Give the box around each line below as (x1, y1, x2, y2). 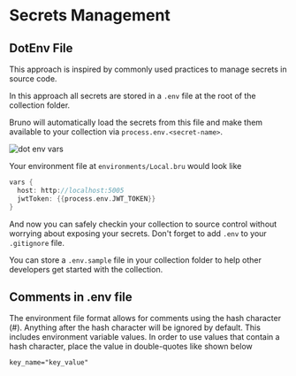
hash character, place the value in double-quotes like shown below (9, 341, 254, 352)
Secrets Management (9, 5, 171, 26)
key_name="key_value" (9, 358, 89, 367)
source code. (9, 73, 57, 84)
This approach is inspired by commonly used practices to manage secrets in (9, 64, 287, 74)
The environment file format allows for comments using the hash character (9, 313, 281, 324)
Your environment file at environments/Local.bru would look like (9, 161, 242, 171)
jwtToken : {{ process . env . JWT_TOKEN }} (17, 194, 156, 203)
